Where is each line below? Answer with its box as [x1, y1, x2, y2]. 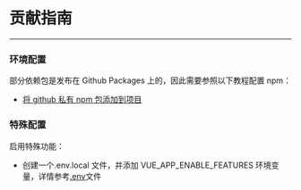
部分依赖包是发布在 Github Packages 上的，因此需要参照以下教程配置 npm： [9, 75, 291, 86]
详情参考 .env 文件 [38, 170, 101, 181]
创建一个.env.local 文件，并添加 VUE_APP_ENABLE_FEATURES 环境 [21, 160, 271, 170]
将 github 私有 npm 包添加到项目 [21, 95, 142, 105]
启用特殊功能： [9, 140, 64, 152]
